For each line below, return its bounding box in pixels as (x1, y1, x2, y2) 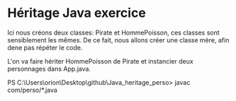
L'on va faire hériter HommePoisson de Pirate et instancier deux (7, 57, 193, 65)
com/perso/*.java (7, 85, 58, 94)
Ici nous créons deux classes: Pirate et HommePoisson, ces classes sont (7, 28, 220, 37)
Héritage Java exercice (7, 5, 147, 21)
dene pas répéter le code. (7, 43, 83, 52)
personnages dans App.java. (7, 64, 91, 73)
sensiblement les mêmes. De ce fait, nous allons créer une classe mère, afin (7, 35, 230, 44)
